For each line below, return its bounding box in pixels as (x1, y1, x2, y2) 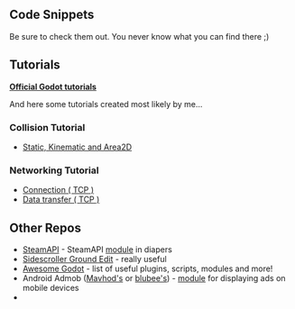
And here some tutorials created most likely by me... (9, 98, 203, 109)
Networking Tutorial (9, 164, 99, 177)
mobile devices (22, 283, 79, 294)
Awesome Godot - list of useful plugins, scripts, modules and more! (22, 263, 273, 274)
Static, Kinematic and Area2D (22, 141, 133, 152)
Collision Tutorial (9, 121, 86, 133)
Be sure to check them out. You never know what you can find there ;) (9, 31, 270, 41)
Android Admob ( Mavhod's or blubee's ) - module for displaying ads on (22, 273, 286, 284)
